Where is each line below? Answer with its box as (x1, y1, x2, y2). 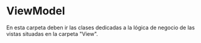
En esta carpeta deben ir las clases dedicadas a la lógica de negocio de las (6, 24, 195, 31)
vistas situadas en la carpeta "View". (6, 30, 99, 37)
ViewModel (6, 4, 65, 18)
